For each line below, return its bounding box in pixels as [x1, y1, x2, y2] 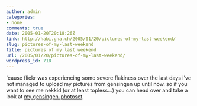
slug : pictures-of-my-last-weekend [6, 42, 94, 48]
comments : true [6, 25, 44, 31]
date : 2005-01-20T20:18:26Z [6, 31, 76, 37]
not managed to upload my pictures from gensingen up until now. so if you [6, 80, 188, 87]
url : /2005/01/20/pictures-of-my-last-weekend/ [6, 52, 126, 58]
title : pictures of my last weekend [6, 47, 96, 53]
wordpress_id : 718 [6, 58, 51, 64]
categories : [6, 14, 35, 20]
